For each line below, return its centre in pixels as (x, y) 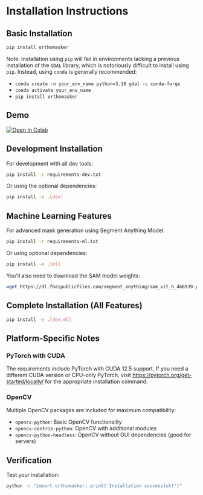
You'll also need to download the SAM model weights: (73, 276)
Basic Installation (39, 34)
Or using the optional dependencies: (52, 186)
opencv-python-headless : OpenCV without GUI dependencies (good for (103, 435)
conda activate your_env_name (53, 90)
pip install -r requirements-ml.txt (52, 242)
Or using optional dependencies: (47, 253)
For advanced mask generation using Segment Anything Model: (85, 230)
